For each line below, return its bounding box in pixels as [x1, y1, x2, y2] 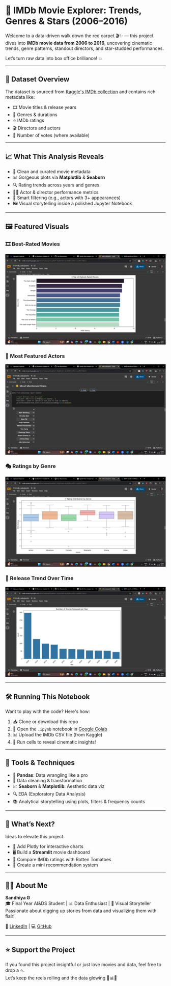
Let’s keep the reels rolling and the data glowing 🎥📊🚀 [5, 975, 117, 981]
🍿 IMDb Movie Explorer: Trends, [5, 5, 142, 16]
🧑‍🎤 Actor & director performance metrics [12, 189, 99, 195]
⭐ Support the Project [5, 945, 75, 954]
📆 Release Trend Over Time [5, 575, 74, 582]
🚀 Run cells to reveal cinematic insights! [12, 738, 96, 745]
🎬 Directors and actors [12, 125, 61, 131]
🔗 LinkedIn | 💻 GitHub [5, 923, 52, 929]
